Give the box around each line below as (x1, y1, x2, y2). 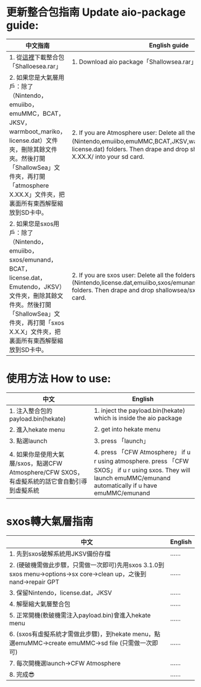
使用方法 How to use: (6, 372, 111, 386)
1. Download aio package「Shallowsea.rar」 (71, 58, 197, 66)
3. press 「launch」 (93, 436, 150, 445)
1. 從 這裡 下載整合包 (9, 53, 65, 61)
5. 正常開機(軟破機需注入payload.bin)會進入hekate (9, 611, 151, 619)
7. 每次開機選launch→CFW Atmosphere (9, 659, 121, 667)
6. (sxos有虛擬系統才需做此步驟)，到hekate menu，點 (9, 629, 160, 638)
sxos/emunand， (9, 256, 57, 264)
